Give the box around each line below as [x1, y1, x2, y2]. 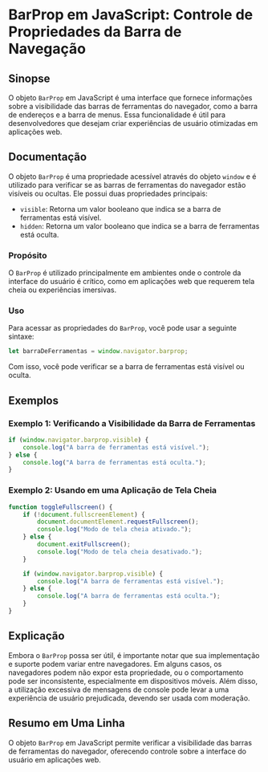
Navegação [8, 40, 87, 58]
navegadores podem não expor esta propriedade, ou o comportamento [8, 668, 244, 677]
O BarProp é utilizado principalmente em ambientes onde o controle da [8, 268, 242, 278]
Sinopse [8, 71, 51, 85]
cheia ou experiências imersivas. [8, 285, 117, 295]
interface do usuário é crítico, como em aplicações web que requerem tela [8, 277, 255, 286]
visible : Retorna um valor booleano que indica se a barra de [19, 204, 221, 213]
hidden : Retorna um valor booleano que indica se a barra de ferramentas [19, 221, 260, 230]
